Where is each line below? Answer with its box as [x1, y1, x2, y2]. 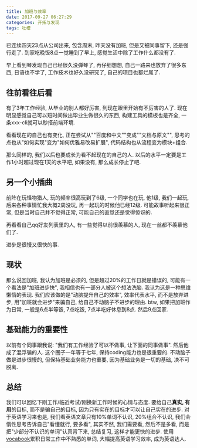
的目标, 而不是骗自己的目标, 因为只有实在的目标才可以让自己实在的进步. [11, 406, 183, 413]
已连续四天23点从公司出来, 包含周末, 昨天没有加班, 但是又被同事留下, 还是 [6, 42, 184, 49]
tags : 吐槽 [6, 25, 31, 31]
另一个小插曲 [6, 177, 53, 188]
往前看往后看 [6, 87, 53, 97]
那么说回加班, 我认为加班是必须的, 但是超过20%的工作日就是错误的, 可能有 [6, 276, 186, 283]
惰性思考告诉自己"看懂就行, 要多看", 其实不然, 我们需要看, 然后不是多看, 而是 [6, 420, 189, 428]
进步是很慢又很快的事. [6, 241, 60, 248]
